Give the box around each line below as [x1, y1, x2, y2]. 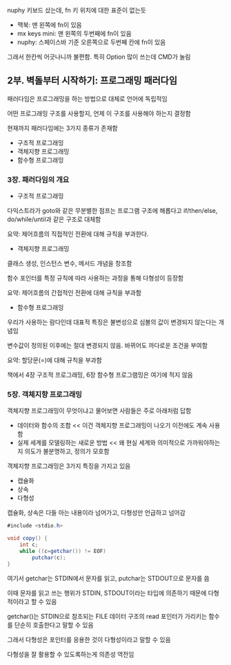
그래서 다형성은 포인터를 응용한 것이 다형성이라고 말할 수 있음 [7, 635, 171, 644]
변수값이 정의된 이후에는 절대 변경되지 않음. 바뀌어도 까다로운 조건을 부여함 [7, 341, 208, 350]
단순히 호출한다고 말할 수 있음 [14, 621, 94, 629]
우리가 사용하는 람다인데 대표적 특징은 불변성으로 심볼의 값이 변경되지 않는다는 [7, 318, 217, 326]
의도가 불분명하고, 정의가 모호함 [24, 447, 110, 456]
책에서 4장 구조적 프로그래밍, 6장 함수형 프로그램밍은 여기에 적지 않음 [7, 371, 193, 379]
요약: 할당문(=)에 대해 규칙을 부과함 [7, 356, 102, 364]
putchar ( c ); [32, 554, 67, 561]
